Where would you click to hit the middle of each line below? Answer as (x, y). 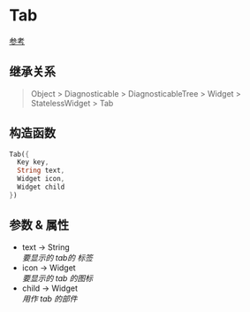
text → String (46, 247)
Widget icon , (41, 179)
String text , (41, 171)
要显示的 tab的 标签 (57, 257)
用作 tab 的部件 (49, 299)
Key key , (33, 162)
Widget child (41, 187)
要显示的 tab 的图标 (57, 278)
